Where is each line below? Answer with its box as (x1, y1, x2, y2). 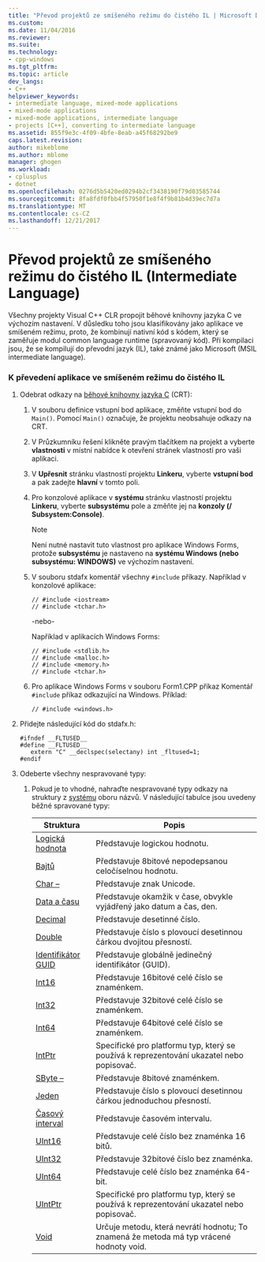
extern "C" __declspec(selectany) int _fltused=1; (30, 749, 200, 756)
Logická (35, 833, 65, 844)
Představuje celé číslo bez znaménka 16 (95, 1131, 246, 1142)
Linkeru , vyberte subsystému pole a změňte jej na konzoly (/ (31, 502, 233, 511)
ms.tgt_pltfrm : (8, 63, 58, 71)
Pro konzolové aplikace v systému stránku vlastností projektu (31, 493, 233, 502)
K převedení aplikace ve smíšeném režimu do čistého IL (8, 372, 226, 383)
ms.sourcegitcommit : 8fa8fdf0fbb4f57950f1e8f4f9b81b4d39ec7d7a (8, 195, 221, 203)
